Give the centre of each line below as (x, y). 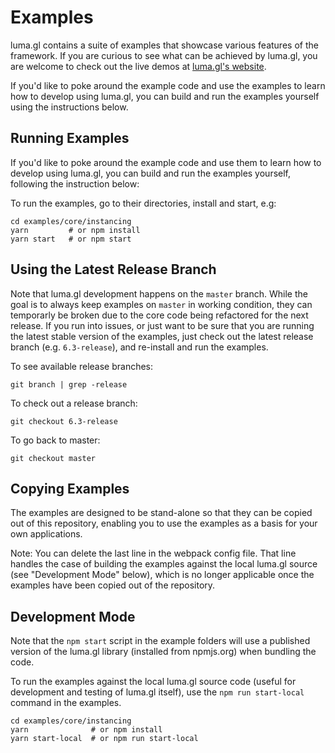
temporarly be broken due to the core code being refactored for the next (159, 315)
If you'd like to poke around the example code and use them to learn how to (166, 162)
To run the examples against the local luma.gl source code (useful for (153, 682)
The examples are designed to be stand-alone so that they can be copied (161, 513)
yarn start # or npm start (71, 239)
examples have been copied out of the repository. (113, 585)
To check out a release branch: (74, 403)
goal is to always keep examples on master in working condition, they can (161, 304)
